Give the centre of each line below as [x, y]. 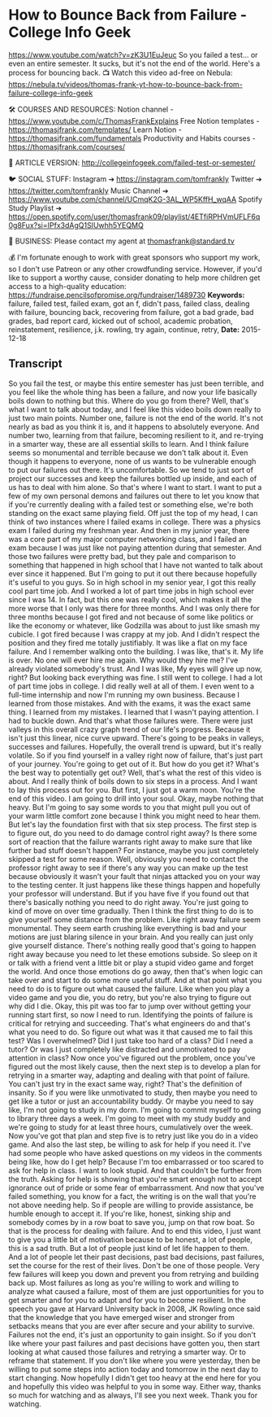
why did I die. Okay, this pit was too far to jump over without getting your [130, 1006]
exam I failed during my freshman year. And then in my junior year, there [129, 530]
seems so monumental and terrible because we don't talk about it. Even [128, 453]
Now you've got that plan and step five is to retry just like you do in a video [133, 1135]
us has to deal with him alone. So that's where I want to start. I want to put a [135, 487]
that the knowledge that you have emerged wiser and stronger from [122, 1317]
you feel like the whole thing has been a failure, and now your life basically [133, 391]
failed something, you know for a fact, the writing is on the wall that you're [133, 1196]
